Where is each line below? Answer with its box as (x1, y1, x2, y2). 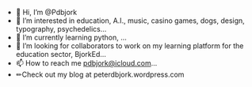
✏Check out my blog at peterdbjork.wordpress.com (15, 70, 185, 79)
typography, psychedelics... (15, 25, 107, 33)
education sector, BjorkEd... (15, 50, 107, 59)
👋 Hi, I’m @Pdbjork (15, 8, 78, 17)
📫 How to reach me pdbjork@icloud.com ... (15, 59, 158, 67)
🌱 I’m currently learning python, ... (15, 32, 127, 42)
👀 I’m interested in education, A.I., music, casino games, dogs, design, (15, 16, 246, 25)
